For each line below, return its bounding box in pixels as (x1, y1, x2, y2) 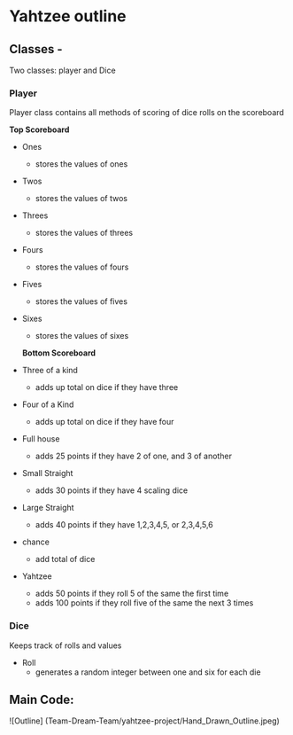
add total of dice (35, 554, 96, 565)
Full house (21, 434, 60, 444)
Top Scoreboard (9, 124, 70, 135)
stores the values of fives (35, 296, 128, 307)
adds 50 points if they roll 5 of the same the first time (35, 588, 229, 599)
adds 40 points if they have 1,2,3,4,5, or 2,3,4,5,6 (35, 520, 214, 530)
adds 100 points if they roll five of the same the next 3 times (35, 598, 254, 608)
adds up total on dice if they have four (35, 417, 174, 427)
